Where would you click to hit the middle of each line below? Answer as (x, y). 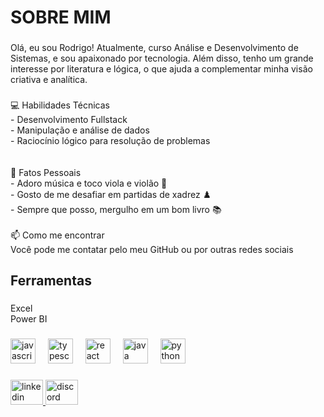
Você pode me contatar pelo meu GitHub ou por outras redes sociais (152, 250)
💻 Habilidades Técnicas (60, 105)
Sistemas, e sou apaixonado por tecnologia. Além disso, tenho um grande (162, 58)
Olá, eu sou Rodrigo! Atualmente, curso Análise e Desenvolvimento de (154, 48)
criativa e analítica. (49, 80)
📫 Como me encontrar (57, 235)
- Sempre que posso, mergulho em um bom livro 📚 (116, 210)
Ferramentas (51, 281)
